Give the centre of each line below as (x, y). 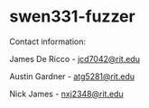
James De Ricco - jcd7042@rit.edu (74, 58)
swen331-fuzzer (72, 17)
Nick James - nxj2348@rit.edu (66, 94)
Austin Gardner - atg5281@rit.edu (72, 76)
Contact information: (48, 41)
